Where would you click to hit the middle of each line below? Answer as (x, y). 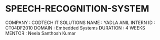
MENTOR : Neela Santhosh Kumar (41, 33)
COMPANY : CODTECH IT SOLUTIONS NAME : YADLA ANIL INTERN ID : (80, 22)
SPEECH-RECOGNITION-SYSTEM (77, 9)
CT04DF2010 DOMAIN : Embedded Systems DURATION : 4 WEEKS (75, 27)
